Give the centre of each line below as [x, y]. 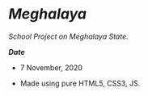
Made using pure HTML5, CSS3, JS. [80, 83]
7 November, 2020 [51, 67]
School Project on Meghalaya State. [69, 36]
